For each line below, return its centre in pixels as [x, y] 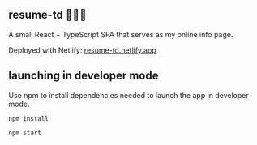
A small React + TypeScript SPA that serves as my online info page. [121, 34]
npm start [25, 133]
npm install [28, 118]
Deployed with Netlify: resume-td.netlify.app [82, 50]
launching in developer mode [84, 76]
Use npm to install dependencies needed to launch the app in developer [128, 95]
